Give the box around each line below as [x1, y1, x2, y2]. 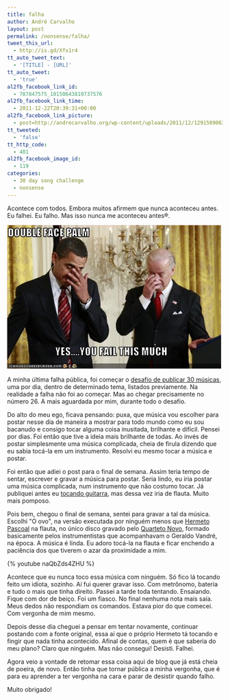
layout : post [7, 25, 44, 32]
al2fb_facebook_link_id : [7, 83, 78, 90]
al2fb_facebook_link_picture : [7, 112, 94, 119]
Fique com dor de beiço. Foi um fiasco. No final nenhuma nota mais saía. [7, 595, 213, 603]
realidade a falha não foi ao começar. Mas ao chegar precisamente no [7, 390, 204, 398]
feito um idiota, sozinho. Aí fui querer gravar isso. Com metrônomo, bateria [7, 579, 218, 588]
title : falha [7, 11, 44, 18]
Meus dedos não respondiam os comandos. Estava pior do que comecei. [7, 601, 214, 610]
